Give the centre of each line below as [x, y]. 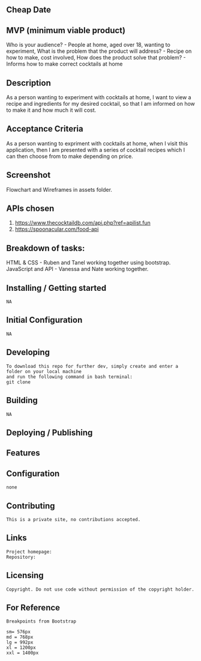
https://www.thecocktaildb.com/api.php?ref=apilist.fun [83, 223]
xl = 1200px [21, 648]
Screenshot [28, 175]
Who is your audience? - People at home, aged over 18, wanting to [88, 45]
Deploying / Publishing [49, 432]
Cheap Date [29, 10]
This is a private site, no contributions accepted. [73, 519]
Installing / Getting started [56, 288]
